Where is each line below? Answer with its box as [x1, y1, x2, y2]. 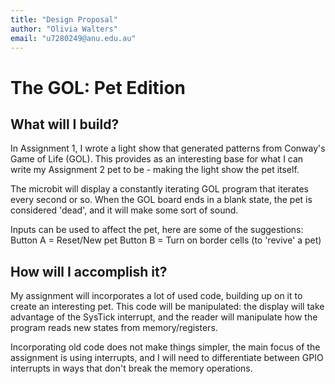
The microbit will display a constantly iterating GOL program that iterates [10, 183, 309, 195]
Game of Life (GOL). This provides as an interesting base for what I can [10, 153, 304, 165]
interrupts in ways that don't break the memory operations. [10, 362, 253, 375]
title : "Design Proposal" [10, 14, 118, 25]
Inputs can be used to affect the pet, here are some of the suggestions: [10, 224, 304, 236]
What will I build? [10, 116, 120, 133]
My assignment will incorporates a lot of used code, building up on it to [10, 290, 303, 302]
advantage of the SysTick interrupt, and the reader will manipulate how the [10, 311, 318, 323]
